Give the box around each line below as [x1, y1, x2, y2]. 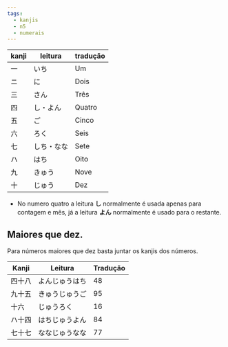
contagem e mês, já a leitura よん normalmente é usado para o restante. [17, 208, 222, 217]
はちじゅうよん [38, 315, 87, 325]
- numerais [13, 29, 45, 37]
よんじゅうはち [38, 277, 87, 286]
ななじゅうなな [38, 328, 87, 338]
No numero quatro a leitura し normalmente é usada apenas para [17, 199, 202, 208]
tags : [7, 10, 23, 17]
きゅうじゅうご [38, 289, 87, 299]
